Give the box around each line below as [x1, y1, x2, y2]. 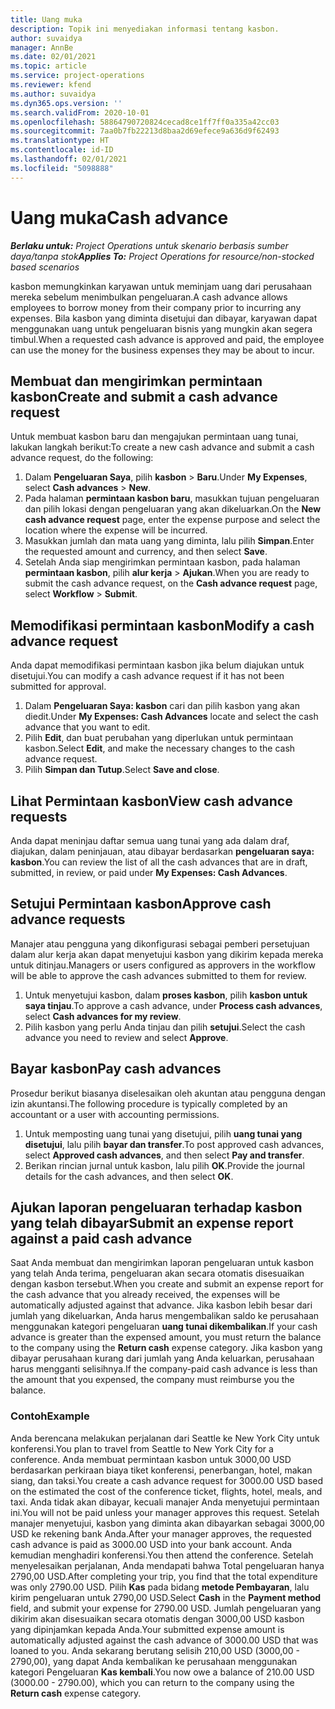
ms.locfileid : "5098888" [10, 163, 114, 173]
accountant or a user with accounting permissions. [10, 1108, 220, 1120]
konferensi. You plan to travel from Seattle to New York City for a [10, 1442, 274, 1455]
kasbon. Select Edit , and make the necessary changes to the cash [24, 742, 296, 755]
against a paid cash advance [10, 1231, 193, 1248]
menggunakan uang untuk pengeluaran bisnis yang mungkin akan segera [10, 322, 313, 335]
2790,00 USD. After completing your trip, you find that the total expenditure [10, 1570, 318, 1582]
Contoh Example [10, 1409, 90, 1423]
